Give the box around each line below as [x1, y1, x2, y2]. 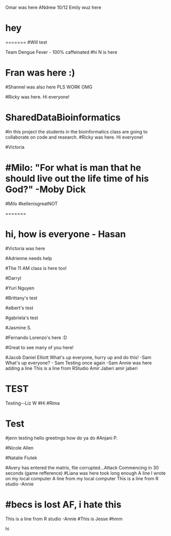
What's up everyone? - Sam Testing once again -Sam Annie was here [5, 360, 152, 366]
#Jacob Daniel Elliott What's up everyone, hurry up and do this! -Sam [5, 354, 152, 360]
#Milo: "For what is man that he [5, 162, 142, 173]
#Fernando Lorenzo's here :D [5, 334, 68, 341]
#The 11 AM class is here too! [5, 265, 67, 271]
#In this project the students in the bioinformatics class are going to [5, 128, 148, 135]
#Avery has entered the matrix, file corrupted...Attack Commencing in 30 [5, 464, 159, 471]
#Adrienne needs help [5, 255, 52, 261]
